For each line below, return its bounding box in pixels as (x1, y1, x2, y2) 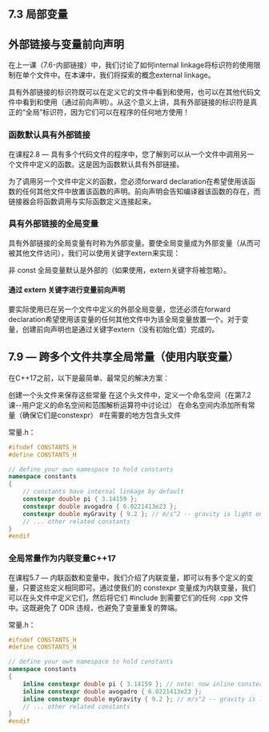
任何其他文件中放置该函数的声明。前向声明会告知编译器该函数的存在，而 (22, 186, 261, 196)
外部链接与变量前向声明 (8, 37, 124, 51)
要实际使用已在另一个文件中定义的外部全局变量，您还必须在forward (8, 304, 231, 314)
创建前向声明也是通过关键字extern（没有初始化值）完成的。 (22, 324, 219, 334)
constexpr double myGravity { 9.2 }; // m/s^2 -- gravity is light (22, 510, 252, 518)
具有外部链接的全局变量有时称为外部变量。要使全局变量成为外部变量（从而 (8, 238, 254, 247)
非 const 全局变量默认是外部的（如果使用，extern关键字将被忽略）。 (8, 265, 231, 274)
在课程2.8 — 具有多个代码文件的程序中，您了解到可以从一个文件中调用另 (8, 149, 247, 159)
